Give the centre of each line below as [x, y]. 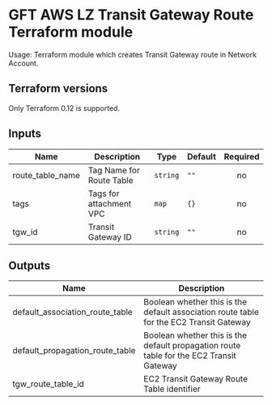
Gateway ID [110, 237]
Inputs [25, 134]
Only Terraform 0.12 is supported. [64, 108]
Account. [23, 63]
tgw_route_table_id [49, 384]
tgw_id [25, 232]
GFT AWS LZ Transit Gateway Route [131, 15]
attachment [110, 203]
